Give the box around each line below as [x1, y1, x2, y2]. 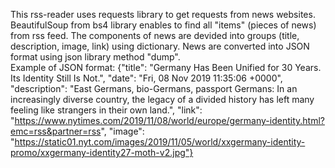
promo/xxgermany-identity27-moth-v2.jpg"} [10, 147, 194, 158]
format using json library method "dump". [10, 51, 181, 63]
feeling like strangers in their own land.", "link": [10, 104, 203, 116]
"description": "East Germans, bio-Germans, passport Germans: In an [10, 83, 298, 94]
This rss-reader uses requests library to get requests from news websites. [10, 9, 316, 20]
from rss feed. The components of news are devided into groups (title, [10, 30, 300, 41]
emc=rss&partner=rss [10, 125, 102, 137]
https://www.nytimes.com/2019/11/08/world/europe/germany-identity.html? [14, 115, 325, 126]
